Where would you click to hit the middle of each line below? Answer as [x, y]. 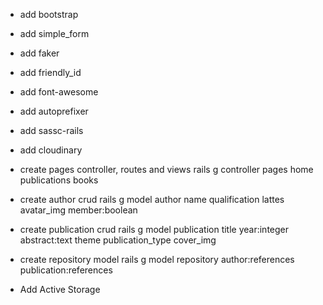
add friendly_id [50, 72]
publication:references [66, 270]
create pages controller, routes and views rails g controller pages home [166, 169]
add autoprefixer [54, 111]
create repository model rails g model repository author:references [157, 259]
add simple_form [54, 33]
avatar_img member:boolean [78, 210]
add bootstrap [49, 14]
